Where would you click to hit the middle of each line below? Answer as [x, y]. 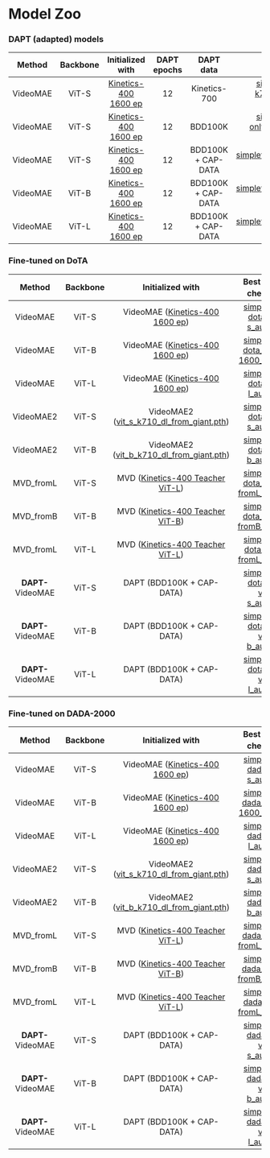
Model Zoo [45, 14]
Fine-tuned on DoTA [48, 261]
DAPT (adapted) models [56, 39]
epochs [168, 70]
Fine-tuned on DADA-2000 [62, 713]
